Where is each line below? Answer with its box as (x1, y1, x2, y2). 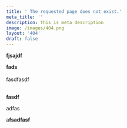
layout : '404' (6, 31, 41, 36)
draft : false (6, 36, 38, 42)
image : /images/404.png (6, 25, 65, 31)
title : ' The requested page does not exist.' (6, 8, 122, 15)
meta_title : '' (6, 14, 44, 20)
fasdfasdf (6, 76, 29, 83)
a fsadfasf (6, 116, 31, 123)
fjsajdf (6, 52, 22, 59)
